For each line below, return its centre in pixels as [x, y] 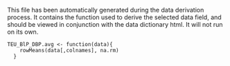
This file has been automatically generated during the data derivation [106, 10]
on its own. [23, 32]
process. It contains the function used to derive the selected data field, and [114, 17]
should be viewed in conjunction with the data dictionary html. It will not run [115, 24]
